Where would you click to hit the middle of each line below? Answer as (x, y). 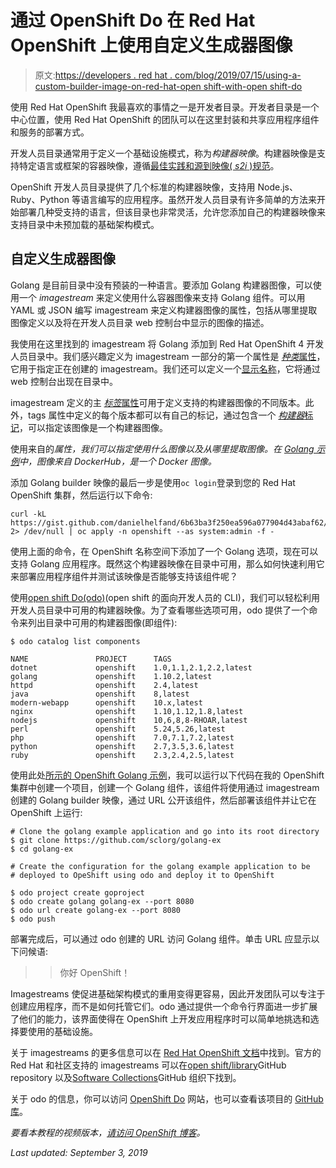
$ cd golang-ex (42, 849)
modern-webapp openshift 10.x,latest (106, 702)
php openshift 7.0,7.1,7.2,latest (122, 737)
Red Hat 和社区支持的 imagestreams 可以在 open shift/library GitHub (148, 1065)
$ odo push (33, 919)
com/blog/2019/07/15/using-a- (238, 75)
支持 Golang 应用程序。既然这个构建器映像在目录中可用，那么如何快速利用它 (167, 563)
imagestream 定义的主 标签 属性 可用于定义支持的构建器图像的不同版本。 (158, 402)
